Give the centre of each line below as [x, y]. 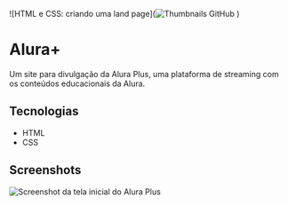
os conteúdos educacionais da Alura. [77, 83]
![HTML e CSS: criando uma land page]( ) [124, 14]
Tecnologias [44, 111]
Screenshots [45, 170]
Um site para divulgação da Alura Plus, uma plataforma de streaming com [144, 74]
